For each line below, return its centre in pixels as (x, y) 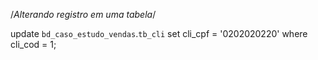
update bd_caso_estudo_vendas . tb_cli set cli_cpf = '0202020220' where (159, 33)
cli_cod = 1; (33, 44)
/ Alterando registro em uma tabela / (83, 14)
